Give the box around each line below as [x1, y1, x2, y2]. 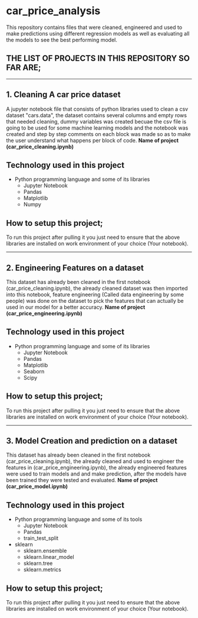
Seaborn [23, 368, 45, 375]
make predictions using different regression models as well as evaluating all [6, 30, 190, 37]
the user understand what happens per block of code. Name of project [6, 137, 179, 144]
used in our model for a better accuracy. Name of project [6, 303, 146, 310]
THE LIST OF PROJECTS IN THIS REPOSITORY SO [6, 53, 190, 63]
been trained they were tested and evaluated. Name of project [6, 477, 158, 484]
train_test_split [23, 535, 59, 542]
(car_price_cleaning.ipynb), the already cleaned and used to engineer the [6, 458, 184, 465]
